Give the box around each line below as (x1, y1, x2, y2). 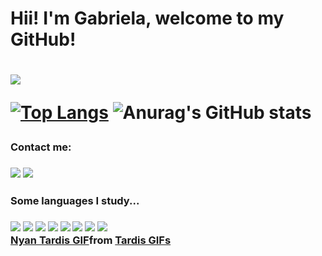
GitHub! (10, 28, 77, 51)
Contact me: (10, 140, 72, 154)
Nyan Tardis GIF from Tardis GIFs (10, 233, 172, 247)
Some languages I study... (10, 194, 140, 208)
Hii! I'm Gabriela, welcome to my (10, 7, 285, 30)
